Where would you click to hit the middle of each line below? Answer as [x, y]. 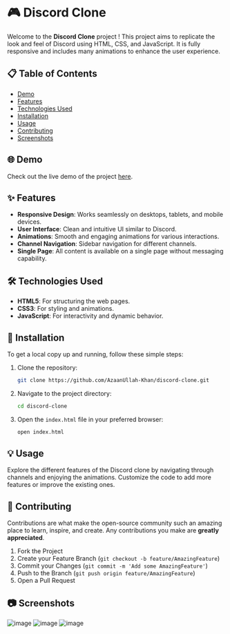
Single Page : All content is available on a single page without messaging [120, 251]
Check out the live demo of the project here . [70, 176]
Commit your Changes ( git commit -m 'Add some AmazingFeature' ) [113, 566]
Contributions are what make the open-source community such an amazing [115, 523]
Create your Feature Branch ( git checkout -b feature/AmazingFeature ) [118, 559]
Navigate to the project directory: [64, 393]
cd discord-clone [42, 406]
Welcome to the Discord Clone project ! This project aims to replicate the [111, 36]
